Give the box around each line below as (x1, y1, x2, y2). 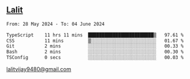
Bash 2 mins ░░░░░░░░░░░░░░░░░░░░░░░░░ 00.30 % (6, 49, 184, 55)
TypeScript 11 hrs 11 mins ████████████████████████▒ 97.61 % (6, 32, 184, 38)
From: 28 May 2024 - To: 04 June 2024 (6, 21, 105, 27)
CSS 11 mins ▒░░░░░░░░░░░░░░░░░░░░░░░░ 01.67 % (6, 38, 184, 44)
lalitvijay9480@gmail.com (6, 66, 71, 73)
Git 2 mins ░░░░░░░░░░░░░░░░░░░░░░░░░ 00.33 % (6, 43, 184, 49)
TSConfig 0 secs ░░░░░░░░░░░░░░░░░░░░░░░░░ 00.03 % (6, 55, 184, 61)
